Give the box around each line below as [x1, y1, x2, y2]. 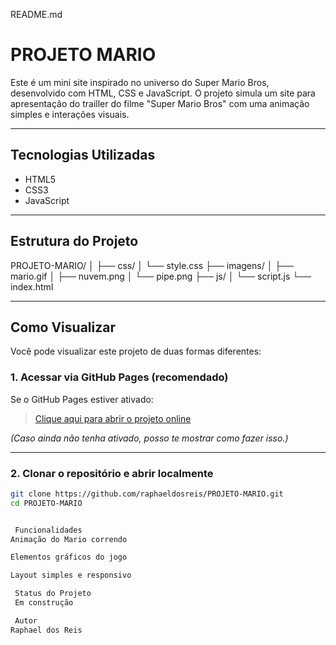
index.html [10, 280, 54, 293]
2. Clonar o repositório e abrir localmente [10, 466, 214, 480]
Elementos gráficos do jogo [10, 552, 128, 563]
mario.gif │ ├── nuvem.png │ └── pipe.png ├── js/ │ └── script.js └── [10, 270, 312, 282]
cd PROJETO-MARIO [10, 498, 83, 508]
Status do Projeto [14, 589, 92, 599]
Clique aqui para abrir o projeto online [34, 412, 192, 424]
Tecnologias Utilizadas [10, 147, 156, 164]
